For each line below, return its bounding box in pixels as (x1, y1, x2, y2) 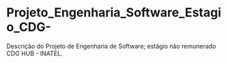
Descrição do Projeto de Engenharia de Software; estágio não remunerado (6, 42, 216, 50)
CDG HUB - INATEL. (6, 49, 63, 58)
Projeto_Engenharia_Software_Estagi (6, 5, 221, 21)
